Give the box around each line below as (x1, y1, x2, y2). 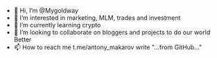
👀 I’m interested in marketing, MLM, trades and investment (13, 14, 181, 22)
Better (13, 35, 32, 44)
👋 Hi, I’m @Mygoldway (13, 7, 78, 14)
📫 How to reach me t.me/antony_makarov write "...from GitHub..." (13, 43, 202, 51)
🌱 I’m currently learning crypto (13, 21, 101, 29)
